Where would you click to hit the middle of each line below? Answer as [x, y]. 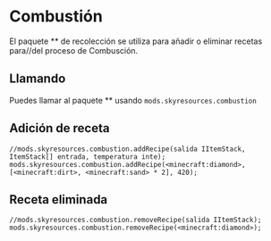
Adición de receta [59, 128]
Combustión [56, 17]
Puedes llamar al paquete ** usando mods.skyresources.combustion [133, 100]
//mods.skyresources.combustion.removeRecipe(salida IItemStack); [135, 220]
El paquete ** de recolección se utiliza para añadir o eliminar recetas [136, 41]
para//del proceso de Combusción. [74, 50]
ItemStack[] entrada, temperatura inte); [88, 157]
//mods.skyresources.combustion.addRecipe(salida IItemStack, [127, 149]
